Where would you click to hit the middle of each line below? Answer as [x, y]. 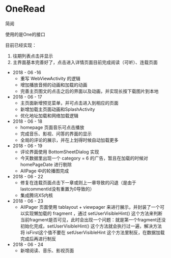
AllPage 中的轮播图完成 [45, 171]
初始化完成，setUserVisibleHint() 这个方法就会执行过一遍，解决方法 [91, 226]
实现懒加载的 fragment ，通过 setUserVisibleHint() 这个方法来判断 [94, 213]
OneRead [25, 9]
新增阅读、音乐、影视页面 [47, 250]
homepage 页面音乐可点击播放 [52, 127]
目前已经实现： [21, 45]
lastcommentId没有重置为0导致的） [57, 189]
